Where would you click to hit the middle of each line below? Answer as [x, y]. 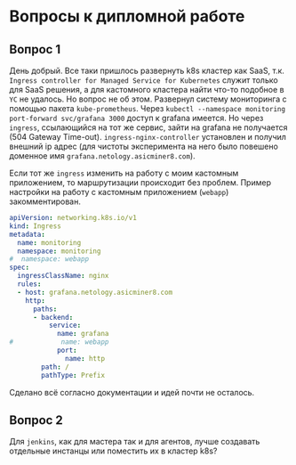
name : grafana [83, 334]
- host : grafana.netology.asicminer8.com [95, 292]
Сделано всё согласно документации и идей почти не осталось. [132, 392]
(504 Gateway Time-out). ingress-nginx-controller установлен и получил [148, 137]
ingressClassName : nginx [63, 276]
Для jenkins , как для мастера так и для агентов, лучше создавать [135, 442]
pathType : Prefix [73, 375]
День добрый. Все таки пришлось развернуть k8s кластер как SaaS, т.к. [147, 70]
